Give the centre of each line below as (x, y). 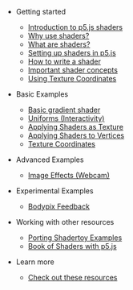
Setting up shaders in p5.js (72, 53)
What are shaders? (59, 44)
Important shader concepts (73, 70)
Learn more (35, 262)
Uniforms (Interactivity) (66, 118)
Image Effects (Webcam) (69, 175)
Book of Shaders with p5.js (73, 246)
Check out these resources (73, 278)
